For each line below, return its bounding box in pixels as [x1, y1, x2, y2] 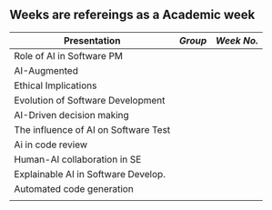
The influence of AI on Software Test [14, 123, 171, 135]
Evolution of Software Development [14, 94, 166, 106]
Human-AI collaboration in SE [14, 153, 142, 165]
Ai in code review [14, 138, 88, 151]
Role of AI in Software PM [14, 49, 124, 62]
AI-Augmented [14, 64, 79, 76]
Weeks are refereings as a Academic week [9, 7, 256, 23]
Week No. [215, 34, 259, 46]
